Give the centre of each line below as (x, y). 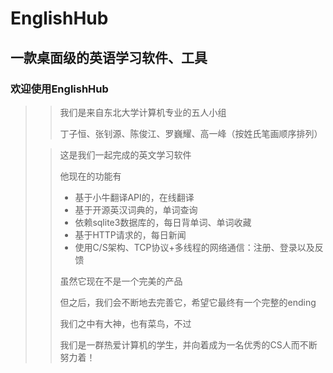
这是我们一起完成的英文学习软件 (125, 154)
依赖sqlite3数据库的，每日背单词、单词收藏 (163, 222)
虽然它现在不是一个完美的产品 (121, 281)
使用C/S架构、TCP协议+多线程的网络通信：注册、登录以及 (194, 247)
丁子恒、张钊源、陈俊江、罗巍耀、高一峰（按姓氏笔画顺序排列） (191, 133)
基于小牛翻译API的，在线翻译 (134, 197)
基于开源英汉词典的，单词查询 (136, 209)
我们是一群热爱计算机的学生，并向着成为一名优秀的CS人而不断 (188, 344)
